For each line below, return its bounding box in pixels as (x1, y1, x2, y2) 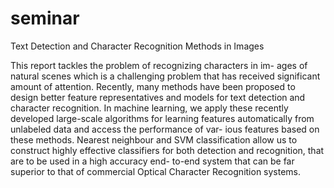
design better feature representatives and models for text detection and (10, 91, 306, 103)
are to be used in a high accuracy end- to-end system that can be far (10, 155, 295, 167)
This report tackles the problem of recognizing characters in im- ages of (10, 59, 308, 71)
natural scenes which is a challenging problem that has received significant (10, 70, 321, 82)
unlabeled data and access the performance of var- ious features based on (10, 123, 320, 135)
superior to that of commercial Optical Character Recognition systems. (10, 165, 302, 177)
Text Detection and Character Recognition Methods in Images (10, 40, 265, 52)
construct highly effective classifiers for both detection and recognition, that (10, 144, 325, 156)
